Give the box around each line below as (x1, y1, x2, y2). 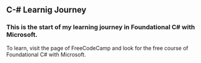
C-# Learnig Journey (6, 5, 87, 15)
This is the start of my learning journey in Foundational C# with (6, 23, 196, 31)
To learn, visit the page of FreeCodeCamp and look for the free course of (6, 44, 189, 51)
